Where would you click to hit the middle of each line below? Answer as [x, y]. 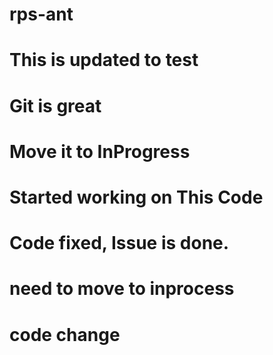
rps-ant [41, 14]
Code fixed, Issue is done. [119, 243]
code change [65, 334]
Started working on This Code [136, 197]
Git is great [55, 105]
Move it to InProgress [100, 151]
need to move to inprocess [122, 289]
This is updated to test [104, 60]
